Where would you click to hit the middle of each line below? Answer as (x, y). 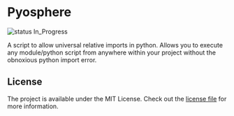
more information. (33, 106)
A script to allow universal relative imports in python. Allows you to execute (115, 45)
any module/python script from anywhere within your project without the (112, 52)
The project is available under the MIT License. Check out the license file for (117, 99)
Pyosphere (39, 12)
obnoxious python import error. (52, 59)
